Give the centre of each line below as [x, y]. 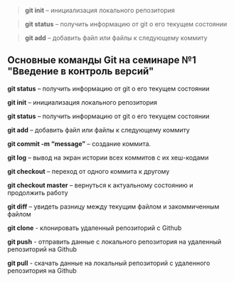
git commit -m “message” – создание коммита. [79, 143]
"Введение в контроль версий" [81, 72]
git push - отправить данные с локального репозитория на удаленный [115, 241]
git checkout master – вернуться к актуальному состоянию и [100, 185]
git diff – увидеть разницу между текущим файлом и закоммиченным [113, 207]
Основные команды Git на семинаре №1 [102, 60]
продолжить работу [38, 192]
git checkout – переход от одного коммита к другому [89, 171]
